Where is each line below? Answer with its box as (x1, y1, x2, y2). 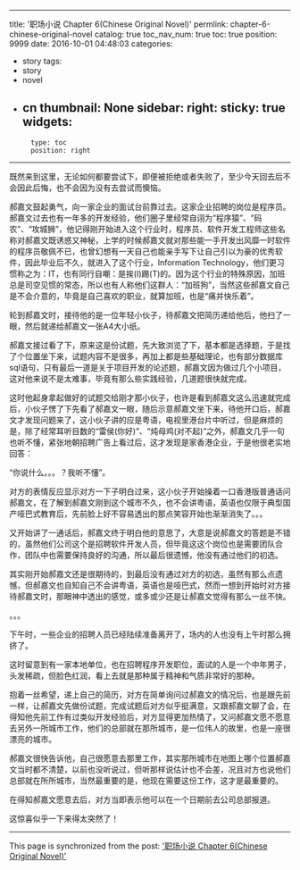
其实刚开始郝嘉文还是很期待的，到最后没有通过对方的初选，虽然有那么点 (9, 568, 275, 579)
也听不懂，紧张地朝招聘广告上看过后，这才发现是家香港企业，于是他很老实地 (9, 437, 291, 448)
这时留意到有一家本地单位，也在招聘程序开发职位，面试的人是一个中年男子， (9, 658, 291, 670)
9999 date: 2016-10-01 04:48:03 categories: (9, 38, 173, 49)
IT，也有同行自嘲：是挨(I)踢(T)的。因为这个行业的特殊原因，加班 (47, 268, 286, 279)
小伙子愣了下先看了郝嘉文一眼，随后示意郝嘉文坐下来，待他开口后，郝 (24, 403, 283, 414)
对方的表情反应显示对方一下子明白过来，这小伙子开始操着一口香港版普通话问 (9, 486, 291, 497)
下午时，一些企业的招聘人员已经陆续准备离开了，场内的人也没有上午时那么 (9, 629, 283, 640)
